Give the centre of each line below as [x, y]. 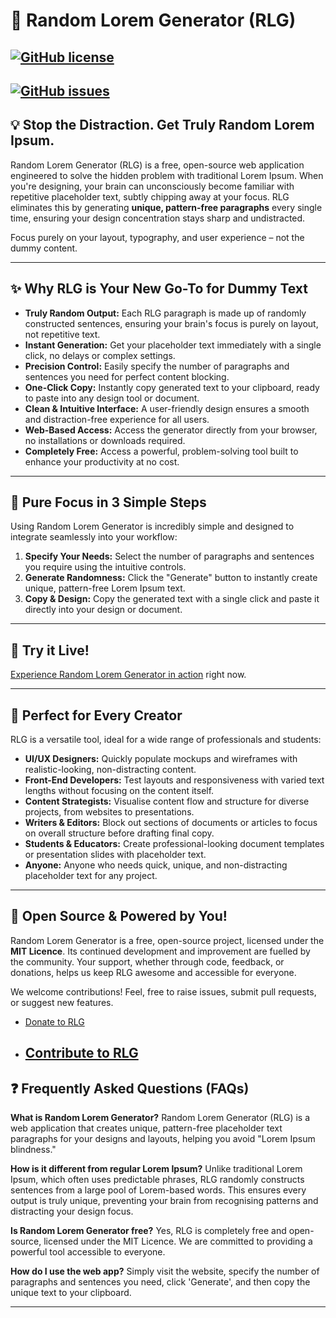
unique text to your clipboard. [71, 1293]
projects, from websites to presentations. [109, 812]
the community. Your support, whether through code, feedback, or [147, 961]
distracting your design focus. [72, 1211]
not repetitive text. [62, 334]
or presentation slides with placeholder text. [115, 855]
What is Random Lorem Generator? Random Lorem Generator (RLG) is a [160, 1118]
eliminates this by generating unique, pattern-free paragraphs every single [166, 207]
